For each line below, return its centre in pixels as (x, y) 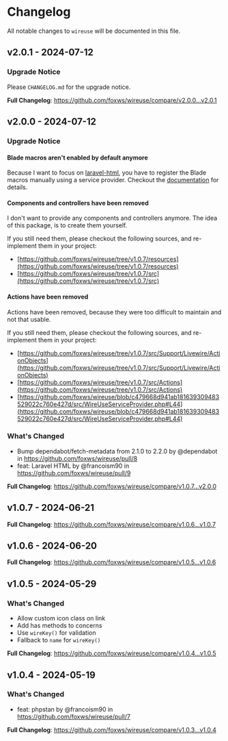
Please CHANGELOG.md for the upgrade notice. (69, 87)
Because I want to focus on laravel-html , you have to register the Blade (107, 173)
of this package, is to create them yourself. (67, 225)
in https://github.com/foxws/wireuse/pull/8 (77, 458)
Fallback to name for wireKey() (59, 640)
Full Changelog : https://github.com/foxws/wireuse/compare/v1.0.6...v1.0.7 (112, 524)
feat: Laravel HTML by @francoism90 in (73, 466)
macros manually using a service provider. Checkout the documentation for (113, 180)
